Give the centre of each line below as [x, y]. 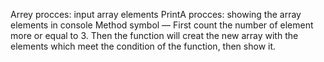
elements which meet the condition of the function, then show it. [143, 46]
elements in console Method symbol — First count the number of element [162, 25]
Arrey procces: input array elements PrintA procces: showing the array [156, 14]
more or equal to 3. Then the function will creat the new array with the [154, 35]
